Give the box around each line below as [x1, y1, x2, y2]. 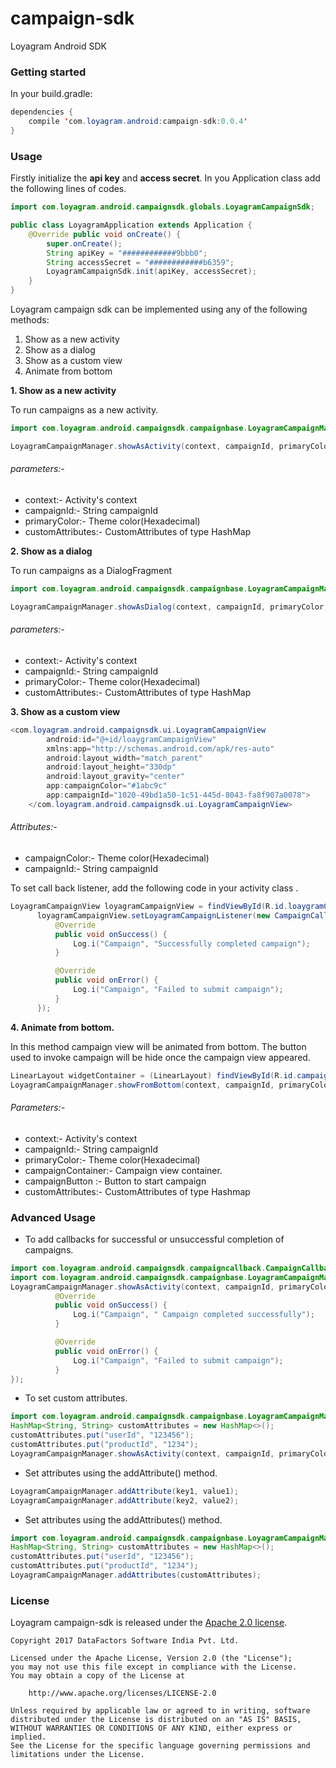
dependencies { [10, 107, 74, 117]
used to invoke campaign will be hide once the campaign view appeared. [10, 1051, 311, 1063]
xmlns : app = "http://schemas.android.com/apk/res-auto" [46, 743, 275, 754]
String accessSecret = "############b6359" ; [46, 257, 235, 267]
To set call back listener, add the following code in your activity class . [10, 882, 299, 894]
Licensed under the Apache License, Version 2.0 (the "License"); [10, 1653, 293, 1664]
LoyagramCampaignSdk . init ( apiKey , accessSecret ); [46, 267, 257, 277]
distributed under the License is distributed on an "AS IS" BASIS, [10, 1715, 302, 1725]
